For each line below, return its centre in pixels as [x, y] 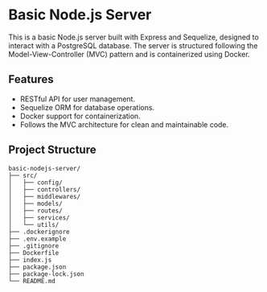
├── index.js [30, 260]
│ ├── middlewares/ [45, 196]
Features [31, 79]
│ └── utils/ [34, 224]
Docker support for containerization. [80, 116]
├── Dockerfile [34, 253]
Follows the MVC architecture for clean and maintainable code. [124, 124]
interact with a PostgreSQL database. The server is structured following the [133, 45]
